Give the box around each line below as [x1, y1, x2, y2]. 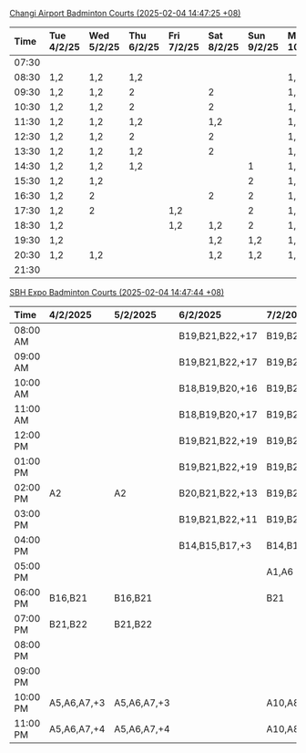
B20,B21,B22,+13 [178, 487, 258, 500]
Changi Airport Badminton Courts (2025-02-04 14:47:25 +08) [9, 8, 241, 18]
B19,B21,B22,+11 [178, 513, 258, 525]
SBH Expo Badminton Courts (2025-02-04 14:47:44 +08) [9, 287, 225, 297]
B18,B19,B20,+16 [178, 382, 258, 395]
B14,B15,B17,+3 [178, 540, 252, 552]
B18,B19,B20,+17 [178, 408, 258, 420]
